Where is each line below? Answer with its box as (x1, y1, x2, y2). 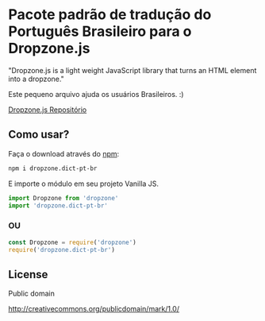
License (8, 268, 48, 281)
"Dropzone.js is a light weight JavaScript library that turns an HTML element (8, 65, 257, 75)
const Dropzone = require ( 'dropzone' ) (8, 238, 136, 246)
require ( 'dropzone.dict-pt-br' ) (8, 246, 115, 253)
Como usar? (8, 128, 70, 141)
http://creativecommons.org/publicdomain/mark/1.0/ (8, 304, 180, 314)
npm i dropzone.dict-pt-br (8, 164, 98, 172)
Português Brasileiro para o (8, 22, 192, 41)
